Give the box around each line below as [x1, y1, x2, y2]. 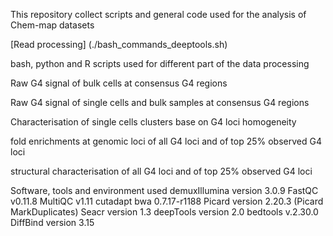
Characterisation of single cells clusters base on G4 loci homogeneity [10, 116, 297, 128]
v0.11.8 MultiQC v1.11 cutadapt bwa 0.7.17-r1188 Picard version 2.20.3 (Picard [10, 195, 324, 207]
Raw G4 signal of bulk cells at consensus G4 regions [10, 77, 228, 89]
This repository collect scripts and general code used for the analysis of [10, 9, 307, 20]
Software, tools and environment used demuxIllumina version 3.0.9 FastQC [10, 185, 319, 196]
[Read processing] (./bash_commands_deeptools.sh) [10, 39, 228, 50]
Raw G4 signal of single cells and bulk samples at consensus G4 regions [10, 97, 310, 108]
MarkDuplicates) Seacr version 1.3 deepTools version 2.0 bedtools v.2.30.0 [10, 206, 319, 218]
